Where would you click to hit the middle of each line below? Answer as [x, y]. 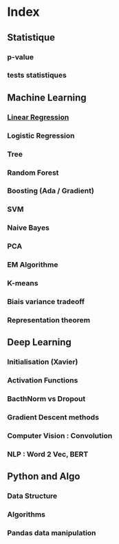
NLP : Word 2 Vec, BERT [48, 454]
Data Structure [32, 496]
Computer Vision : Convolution [60, 435]
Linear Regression [38, 117]
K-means [23, 283]
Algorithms [26, 514]
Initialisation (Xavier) [43, 362]
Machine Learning [47, 97]
